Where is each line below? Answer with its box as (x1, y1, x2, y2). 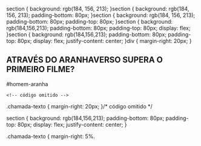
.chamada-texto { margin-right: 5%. (6, 133, 96, 140)
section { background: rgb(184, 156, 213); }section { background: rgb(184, (6, 5, 189, 12)
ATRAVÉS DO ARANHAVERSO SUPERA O (6, 55, 163, 65)
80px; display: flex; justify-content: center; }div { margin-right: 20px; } (17, 38, 192, 44)
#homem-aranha (6, 80, 48, 87)
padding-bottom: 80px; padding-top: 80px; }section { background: (6, 18, 173, 25)
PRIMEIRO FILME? (6, 64, 75, 75)
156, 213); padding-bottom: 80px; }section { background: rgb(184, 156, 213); (6, 12, 196, 19)
